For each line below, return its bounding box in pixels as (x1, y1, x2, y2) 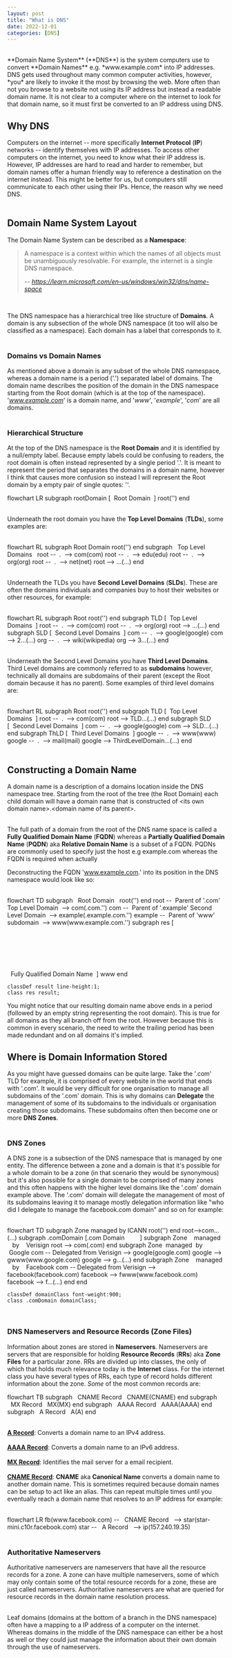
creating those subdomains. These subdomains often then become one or (7, 1106, 218, 1115)
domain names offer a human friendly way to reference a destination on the (7, 168, 222, 177)
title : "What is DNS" (7, 17, 70, 24)
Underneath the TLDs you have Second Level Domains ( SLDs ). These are (7, 579, 218, 587)
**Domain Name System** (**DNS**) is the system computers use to (7, 56, 210, 64)
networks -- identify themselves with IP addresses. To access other (7, 146, 200, 155)
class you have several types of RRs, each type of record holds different (7, 1372, 213, 1380)
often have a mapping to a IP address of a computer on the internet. (7, 1621, 200, 1629)
